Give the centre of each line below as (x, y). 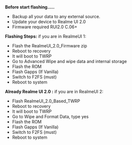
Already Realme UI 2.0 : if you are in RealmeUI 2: (54, 92)
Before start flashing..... (30, 7)
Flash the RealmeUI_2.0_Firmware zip (49, 46)
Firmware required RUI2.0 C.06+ (45, 27)
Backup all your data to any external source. (56, 16)
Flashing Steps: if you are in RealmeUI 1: (46, 36)
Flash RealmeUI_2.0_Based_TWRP (46, 101)
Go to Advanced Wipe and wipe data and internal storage (69, 61)
